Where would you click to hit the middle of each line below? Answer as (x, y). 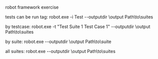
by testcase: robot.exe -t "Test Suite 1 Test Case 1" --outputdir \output (78, 26)
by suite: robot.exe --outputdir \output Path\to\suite (58, 41)
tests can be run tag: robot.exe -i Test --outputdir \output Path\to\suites (79, 17)
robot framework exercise (32, 7)
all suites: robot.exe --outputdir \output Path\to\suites (60, 51)
